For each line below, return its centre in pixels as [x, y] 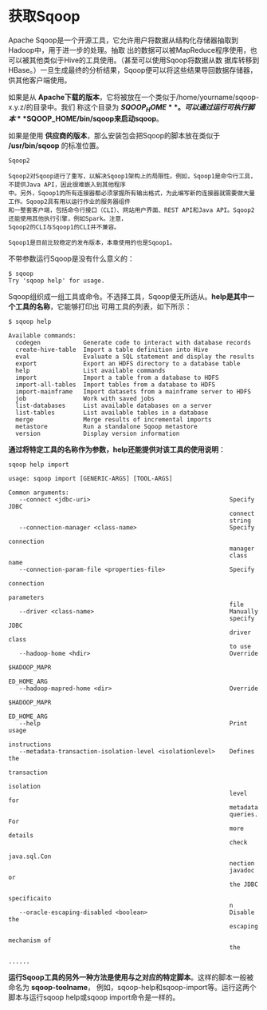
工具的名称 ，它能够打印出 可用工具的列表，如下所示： [103, 306]
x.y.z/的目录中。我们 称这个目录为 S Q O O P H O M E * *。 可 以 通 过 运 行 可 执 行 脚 [132, 108]
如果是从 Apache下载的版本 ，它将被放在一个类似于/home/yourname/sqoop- [134, 97]
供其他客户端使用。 [40, 80]
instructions [30, 745]
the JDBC [244, 884]
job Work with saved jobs [85, 398]
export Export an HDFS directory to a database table [128, 363]
